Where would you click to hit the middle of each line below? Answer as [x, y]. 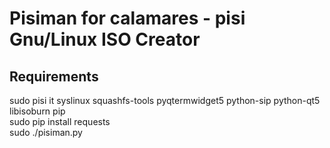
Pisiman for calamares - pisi [127, 18]
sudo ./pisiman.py [46, 132]
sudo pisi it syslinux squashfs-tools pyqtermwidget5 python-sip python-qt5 [165, 100]
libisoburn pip [37, 111]
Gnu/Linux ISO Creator [105, 39]
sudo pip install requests [60, 121]
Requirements [54, 76]
